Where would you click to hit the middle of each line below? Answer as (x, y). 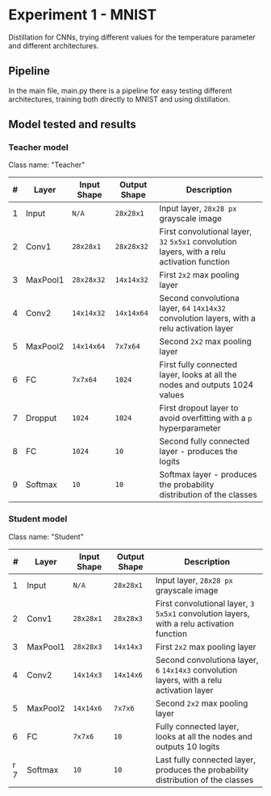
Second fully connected (204, 441)
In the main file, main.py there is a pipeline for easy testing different (120, 90)
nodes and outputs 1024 (206, 385)
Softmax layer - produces (208, 475)
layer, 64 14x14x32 (192, 308)
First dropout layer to (199, 408)
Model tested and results (72, 125)
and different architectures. (54, 45)
